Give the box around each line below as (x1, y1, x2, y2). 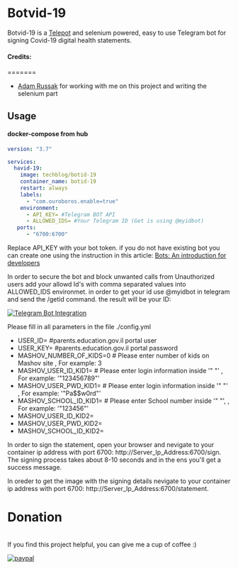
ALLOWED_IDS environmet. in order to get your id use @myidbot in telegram (7, 287, 230, 296)
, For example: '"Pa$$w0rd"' (17, 389, 101, 398)
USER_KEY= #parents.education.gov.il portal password (17, 344, 178, 353)
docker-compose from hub (7, 130, 89, 138)
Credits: (7, 52, 32, 61)
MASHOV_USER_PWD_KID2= (17, 419, 103, 428)
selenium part (17, 89, 58, 98)
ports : (16, 224, 37, 231)
